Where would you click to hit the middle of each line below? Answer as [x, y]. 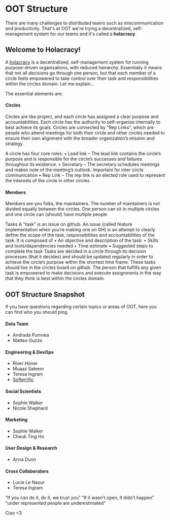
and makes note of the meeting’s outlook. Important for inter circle [74, 170]
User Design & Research [31, 448]
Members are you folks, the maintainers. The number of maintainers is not [83, 204]
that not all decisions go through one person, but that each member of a [80, 73]
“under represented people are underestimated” [56, 503]
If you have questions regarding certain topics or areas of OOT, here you [81, 307]
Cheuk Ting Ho [28, 436]
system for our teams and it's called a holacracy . [85, 34]
